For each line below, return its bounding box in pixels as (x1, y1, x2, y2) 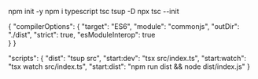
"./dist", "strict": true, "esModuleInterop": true (8, 31, 156, 39)
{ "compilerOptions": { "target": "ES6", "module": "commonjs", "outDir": (8, 22, 240, 31)
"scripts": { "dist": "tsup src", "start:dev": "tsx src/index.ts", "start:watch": (8, 54, 246, 63)
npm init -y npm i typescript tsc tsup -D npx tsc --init (8, 7, 179, 16)
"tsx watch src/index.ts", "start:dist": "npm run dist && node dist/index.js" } (8, 62, 250, 71)
